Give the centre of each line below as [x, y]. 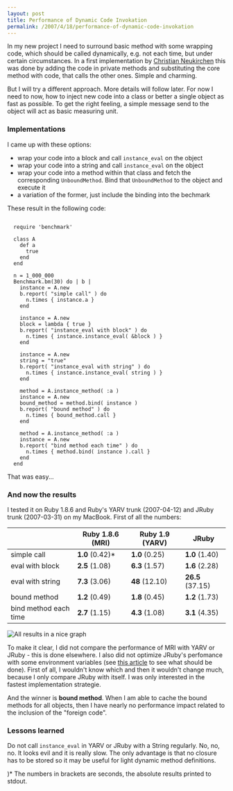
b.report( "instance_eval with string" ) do [85, 366]
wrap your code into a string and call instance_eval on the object [110, 165]
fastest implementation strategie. [54, 684]
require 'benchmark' [43, 227]
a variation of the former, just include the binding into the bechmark [113, 194]
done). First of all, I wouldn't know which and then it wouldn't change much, [115, 670]
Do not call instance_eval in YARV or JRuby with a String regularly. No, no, [114, 746]
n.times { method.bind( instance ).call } [88, 452]
